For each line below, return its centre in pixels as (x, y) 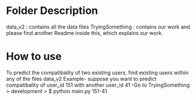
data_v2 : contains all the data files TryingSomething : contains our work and (98, 27)
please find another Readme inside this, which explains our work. (85, 33)
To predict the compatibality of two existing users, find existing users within (97, 72)
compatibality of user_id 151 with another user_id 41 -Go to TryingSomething (98, 85)
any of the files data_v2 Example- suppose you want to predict (81, 78)
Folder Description (52, 11)
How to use (34, 57)
